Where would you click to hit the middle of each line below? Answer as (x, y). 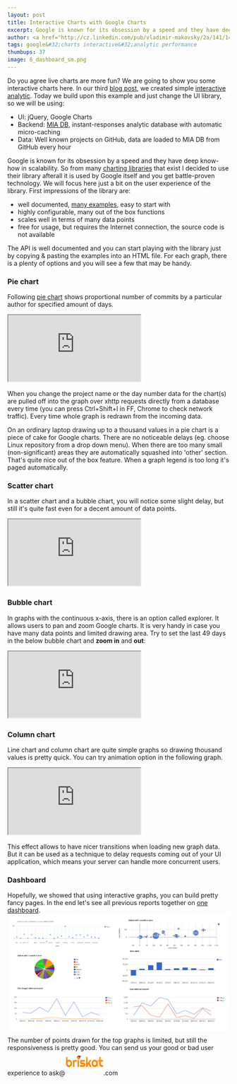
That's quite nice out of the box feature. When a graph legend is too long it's (118, 460)
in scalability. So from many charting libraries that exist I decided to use (125, 168)
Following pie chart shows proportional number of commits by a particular (115, 297)
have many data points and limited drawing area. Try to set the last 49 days (117, 633)
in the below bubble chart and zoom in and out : (77, 641)
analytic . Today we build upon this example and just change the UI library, (115, 95)
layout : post (26, 15)
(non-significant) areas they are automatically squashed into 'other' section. (117, 453)
